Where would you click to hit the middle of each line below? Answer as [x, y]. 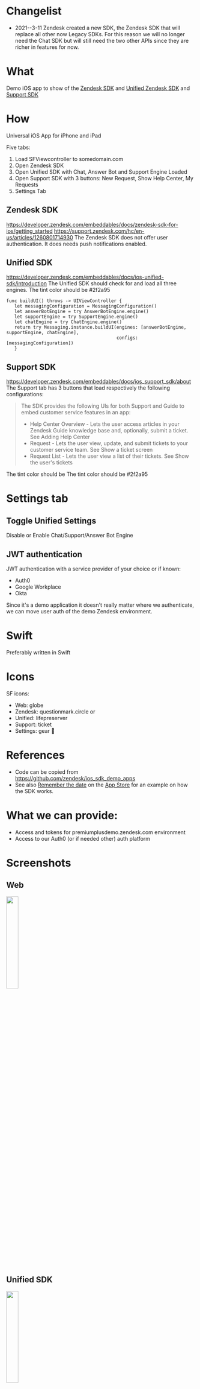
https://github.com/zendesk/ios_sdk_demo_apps [75, 778]
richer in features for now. [47, 47]
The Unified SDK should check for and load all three [112, 283]
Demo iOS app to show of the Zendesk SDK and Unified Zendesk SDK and [98, 88]
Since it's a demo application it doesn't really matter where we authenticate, [100, 605]
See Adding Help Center [60, 437]
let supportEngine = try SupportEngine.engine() [76, 317]
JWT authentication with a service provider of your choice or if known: [94, 569]
